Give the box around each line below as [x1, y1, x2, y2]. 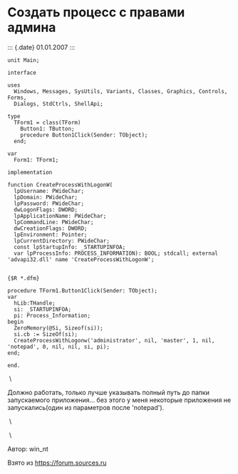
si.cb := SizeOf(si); [14, 330, 78, 338]
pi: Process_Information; [14, 312, 91, 319]
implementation [7, 169, 53, 176]
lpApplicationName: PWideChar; [14, 212, 107, 219]
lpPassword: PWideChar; [14, 200, 84, 207]
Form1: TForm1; [14, 156, 59, 164]
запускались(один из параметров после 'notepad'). [7, 403, 165, 411]
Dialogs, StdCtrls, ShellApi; [14, 100, 103, 107]
